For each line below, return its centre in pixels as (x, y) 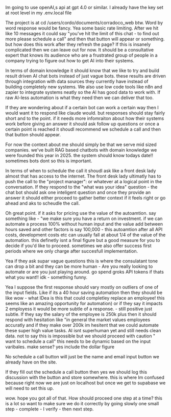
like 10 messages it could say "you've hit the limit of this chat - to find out (82, 33)
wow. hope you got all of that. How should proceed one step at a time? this (84, 398)
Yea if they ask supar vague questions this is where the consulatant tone (82, 261)
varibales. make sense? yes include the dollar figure (60, 347)
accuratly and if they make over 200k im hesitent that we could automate (82, 325)
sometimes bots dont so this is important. (49, 161)
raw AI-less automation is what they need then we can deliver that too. (80, 97)
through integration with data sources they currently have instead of (77, 81)
